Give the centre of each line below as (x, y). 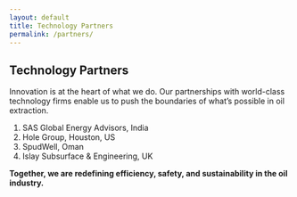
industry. (27, 183)
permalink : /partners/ (51, 34)
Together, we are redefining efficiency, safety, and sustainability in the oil (148, 174)
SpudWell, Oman (53, 147)
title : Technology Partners (62, 26)
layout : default (39, 17)
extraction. (29, 111)
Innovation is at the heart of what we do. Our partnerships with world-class (147, 92)
